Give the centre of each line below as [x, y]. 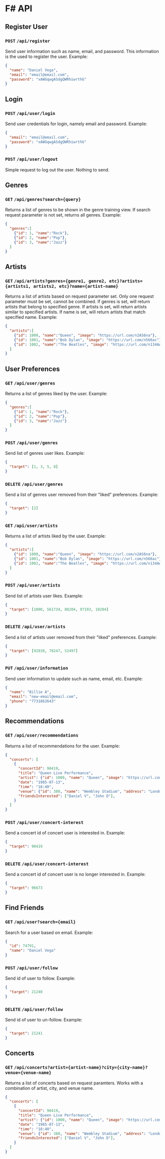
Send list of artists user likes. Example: [44, 596]
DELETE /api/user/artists [35, 627]
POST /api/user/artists [33, 585]
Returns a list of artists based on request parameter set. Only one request [79, 296]
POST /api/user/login [30, 113]
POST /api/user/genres [31, 443]
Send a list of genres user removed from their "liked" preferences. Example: [82, 495]
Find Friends [25, 908]
